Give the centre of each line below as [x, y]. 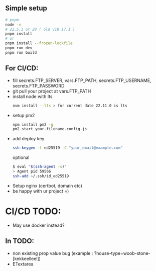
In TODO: [20, 241]
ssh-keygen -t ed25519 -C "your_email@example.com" [67, 148]
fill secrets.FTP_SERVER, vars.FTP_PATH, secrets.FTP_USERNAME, [82, 80]
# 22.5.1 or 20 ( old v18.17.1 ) [40, 29]
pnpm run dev [19, 48]
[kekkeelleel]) [27, 258]
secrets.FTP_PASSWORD [38, 85]
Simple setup [26, 8]
